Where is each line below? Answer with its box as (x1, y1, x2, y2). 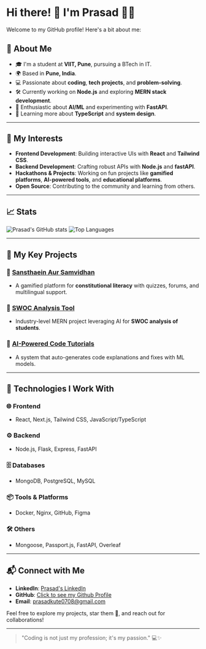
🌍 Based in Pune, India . (15, 69, 77, 77)
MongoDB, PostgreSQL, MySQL (15, 477, 96, 484)
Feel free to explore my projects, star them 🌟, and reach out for (6, 610, 166, 617)
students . (15, 324, 41, 332)
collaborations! (6, 616, 44, 624)
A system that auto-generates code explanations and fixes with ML (15, 353, 185, 361)
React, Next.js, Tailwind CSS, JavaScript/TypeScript (15, 416, 147, 423)
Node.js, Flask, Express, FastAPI (15, 445, 97, 453)
